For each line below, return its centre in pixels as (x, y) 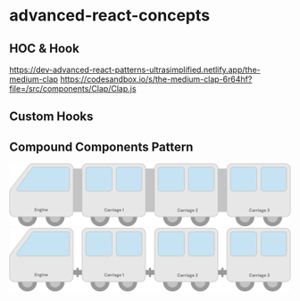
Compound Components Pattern (101, 146)
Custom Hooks (51, 117)
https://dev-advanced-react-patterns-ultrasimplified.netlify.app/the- (135, 69)
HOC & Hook (45, 49)
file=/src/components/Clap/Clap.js (73, 89)
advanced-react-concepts (110, 16)
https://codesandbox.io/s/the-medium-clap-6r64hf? (156, 79)
